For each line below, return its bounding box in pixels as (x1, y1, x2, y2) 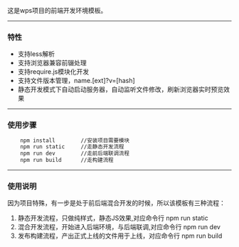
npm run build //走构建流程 (20, 157, 114, 164)
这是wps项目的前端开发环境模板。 (7, 6, 107, 14)
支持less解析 (17, 50, 55, 58)
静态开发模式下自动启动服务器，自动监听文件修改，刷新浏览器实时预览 (17, 85, 224, 94)
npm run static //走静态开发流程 (20, 143, 124, 150)
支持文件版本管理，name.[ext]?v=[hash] (17, 77, 135, 85)
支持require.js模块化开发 (17, 67, 90, 76)
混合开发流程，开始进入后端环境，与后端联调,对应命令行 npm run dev (17, 223, 221, 231)
